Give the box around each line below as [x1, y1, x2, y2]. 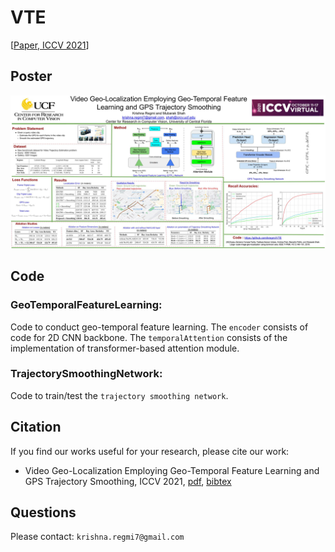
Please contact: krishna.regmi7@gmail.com [10, 531, 185, 543]
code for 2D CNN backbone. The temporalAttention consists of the [10, 331, 288, 343]
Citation [10, 419, 62, 436]
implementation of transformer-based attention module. [10, 342, 240, 354]
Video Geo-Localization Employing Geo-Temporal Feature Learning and [24, 464, 320, 476]
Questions [10, 504, 77, 521]
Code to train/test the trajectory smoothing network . [10, 389, 229, 401]
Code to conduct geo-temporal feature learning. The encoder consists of [10, 321, 309, 333]
